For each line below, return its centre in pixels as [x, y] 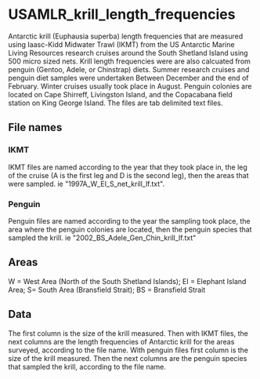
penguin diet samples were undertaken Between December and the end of [128, 78]
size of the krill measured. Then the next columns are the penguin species [128, 358]
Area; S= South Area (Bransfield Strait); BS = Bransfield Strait [107, 290]
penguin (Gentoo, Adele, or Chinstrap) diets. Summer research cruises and [129, 69]
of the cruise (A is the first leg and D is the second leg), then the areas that [128, 175]
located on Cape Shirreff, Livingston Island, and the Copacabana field [120, 94]
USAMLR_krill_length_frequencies [122, 15]
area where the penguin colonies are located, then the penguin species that [130, 229]
